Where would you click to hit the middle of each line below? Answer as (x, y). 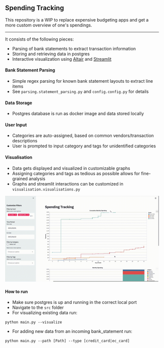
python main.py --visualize (34, 323)
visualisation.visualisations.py (46, 189)
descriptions (25, 141)
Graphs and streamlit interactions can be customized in (68, 184)
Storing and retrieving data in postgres (51, 54)
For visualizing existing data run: (45, 313)
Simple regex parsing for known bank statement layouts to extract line (82, 81)
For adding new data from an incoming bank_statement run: (72, 331)
